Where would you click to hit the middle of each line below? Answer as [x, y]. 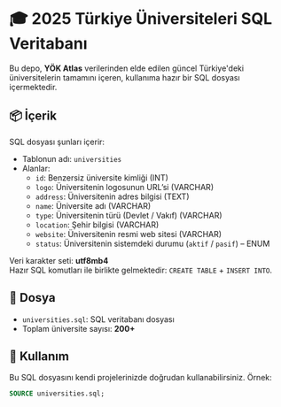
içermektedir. [33, 87]
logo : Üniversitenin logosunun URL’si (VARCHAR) [125, 187]
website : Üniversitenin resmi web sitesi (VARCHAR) [129, 234]
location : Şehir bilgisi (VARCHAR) [97, 225]
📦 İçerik [33, 116]
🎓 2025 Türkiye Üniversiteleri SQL [141, 19]
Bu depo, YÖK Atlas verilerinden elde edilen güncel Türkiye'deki [127, 68]
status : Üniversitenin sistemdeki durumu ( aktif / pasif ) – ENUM [152, 243]
